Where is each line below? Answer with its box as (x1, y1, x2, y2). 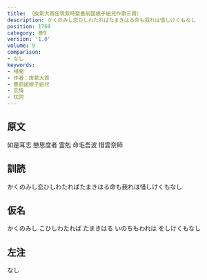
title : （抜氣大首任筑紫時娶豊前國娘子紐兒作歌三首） (7, 10, 142, 17)
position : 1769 (7, 23, 51, 30)
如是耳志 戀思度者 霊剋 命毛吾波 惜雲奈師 (7, 140, 123, 149)
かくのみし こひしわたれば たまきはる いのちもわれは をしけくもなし (7, 224, 201, 232)
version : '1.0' (7, 36, 51, 43)
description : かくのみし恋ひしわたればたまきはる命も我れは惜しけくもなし (7, 17, 197, 24)
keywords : (7, 62, 36, 68)
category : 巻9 (7, 29, 47, 37)
